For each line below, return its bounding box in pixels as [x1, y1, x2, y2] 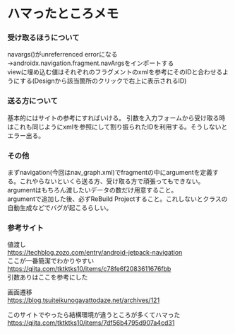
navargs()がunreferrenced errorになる [7, 50, 118, 59]
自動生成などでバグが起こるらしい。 [7, 204, 113, 212]
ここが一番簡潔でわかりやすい [7, 257, 94, 265]
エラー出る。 [7, 131, 44, 139]
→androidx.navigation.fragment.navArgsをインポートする [7, 59, 174, 67]
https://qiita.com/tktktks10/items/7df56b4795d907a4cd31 [7, 318, 175, 327]
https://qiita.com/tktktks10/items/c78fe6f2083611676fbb [7, 265, 171, 273]
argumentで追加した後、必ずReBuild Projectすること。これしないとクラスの [7, 195, 228, 203]
